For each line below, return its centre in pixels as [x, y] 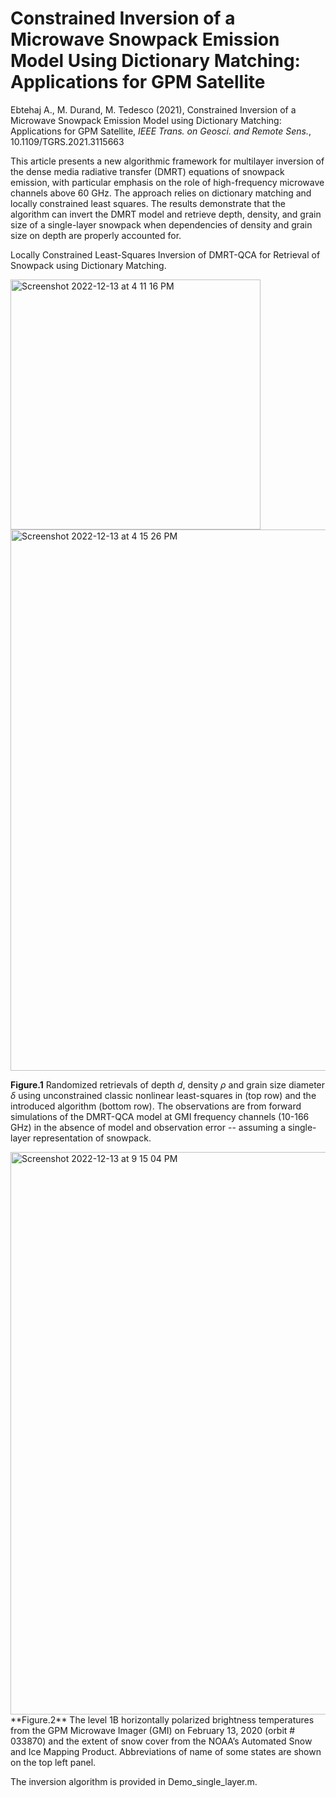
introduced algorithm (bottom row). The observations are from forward [156, 1106]
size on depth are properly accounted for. [96, 235]
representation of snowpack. [92, 1138]
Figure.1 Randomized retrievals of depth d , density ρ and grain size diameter [168, 1084]
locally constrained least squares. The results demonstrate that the [148, 203]
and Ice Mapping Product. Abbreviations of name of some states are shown [166, 1751]
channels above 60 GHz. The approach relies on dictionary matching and [161, 193]
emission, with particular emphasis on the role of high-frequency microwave [167, 182]
